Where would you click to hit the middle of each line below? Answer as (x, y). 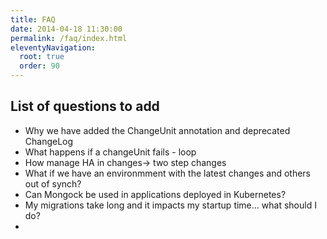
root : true (42, 57)
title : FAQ (33, 19)
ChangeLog (49, 141)
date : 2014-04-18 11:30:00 (66, 29)
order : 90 (39, 66)
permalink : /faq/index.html (69, 38)
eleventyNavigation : (53, 47)
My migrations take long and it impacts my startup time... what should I (170, 205)
